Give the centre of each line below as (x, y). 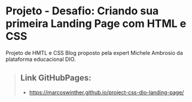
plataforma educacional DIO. (41, 59)
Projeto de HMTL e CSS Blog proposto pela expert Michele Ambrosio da (94, 52)
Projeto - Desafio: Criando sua (82, 11)
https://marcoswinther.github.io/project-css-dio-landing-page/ (106, 92)
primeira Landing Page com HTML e (96, 24)
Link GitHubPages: (56, 78)
